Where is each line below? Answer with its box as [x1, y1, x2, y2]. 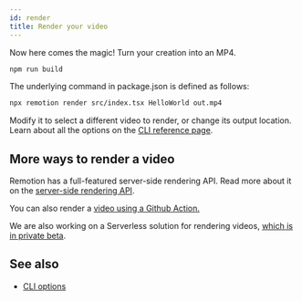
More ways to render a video [9, 151, 175, 167]
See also [9, 256, 59, 272]
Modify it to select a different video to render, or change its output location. [9, 115, 292, 126]
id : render [9, 13, 51, 23]
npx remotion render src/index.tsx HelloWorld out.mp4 [9, 99, 223, 108]
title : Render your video [9, 22, 108, 31]
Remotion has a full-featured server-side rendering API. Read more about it [9, 175, 292, 187]
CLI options [22, 280, 67, 292]
